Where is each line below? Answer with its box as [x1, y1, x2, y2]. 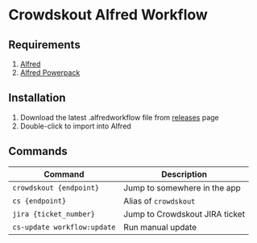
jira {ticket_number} [12, 209, 95, 219]
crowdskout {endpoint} [12, 183, 99, 192]
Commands [8, 145, 68, 158]
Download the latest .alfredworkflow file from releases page [19, 112, 219, 122]
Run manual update [123, 221, 197, 233]
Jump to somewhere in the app [123, 182, 242, 193]
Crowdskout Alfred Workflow [8, 6, 208, 24]
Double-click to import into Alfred [19, 121, 131, 131]
